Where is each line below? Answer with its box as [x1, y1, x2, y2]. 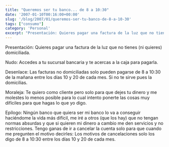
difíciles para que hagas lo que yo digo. [5, 100, 87, 105]
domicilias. [5, 79, 28, 85]
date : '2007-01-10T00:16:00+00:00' [5, 12, 80, 17]
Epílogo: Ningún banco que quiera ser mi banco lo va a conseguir [5, 109, 141, 115]
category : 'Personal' [5, 26, 51, 31]
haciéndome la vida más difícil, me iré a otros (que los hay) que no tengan [5, 115, 158, 120]
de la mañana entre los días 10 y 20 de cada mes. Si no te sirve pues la [5, 74, 152, 80]
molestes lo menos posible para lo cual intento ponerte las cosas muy [5, 94, 150, 100]
